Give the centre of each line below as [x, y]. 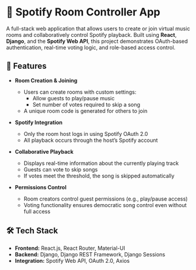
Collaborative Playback [44, 151]
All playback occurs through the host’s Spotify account [91, 140]
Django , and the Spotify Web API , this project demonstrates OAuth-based [97, 41]
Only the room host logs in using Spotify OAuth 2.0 [86, 134]
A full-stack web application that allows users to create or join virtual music [98, 28]
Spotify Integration [39, 122]
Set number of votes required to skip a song [86, 104]
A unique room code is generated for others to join [85, 111]
